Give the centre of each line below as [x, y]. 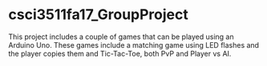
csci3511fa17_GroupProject [98, 15]
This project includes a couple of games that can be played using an [121, 37]
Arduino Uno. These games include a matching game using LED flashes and [133, 45]
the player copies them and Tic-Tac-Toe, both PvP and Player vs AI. [120, 53]
